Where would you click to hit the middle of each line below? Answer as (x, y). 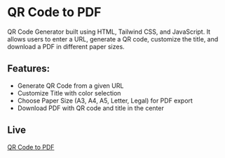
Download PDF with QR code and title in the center (91, 108)
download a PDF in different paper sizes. (66, 46)
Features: (29, 68)
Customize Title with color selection (69, 93)
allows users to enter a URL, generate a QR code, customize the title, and (113, 39)
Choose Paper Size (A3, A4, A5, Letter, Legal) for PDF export (105, 100)
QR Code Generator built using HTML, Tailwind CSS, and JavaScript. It (109, 32)
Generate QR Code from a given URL (70, 86)
